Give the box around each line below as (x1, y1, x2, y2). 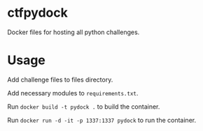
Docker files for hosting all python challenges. (7, 28, 140, 36)
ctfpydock (7, 5, 69, 21)
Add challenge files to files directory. (7, 75, 113, 84)
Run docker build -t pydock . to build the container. (7, 102, 160, 111)
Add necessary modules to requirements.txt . (7, 88, 139, 97)
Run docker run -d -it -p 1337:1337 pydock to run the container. (7, 116, 197, 124)
